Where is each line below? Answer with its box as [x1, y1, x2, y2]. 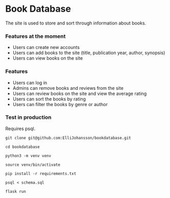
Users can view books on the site [12, 55, 83, 61]
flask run [5, 189, 27, 194]
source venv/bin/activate [5, 162, 60, 167]
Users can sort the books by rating [12, 95, 86, 102]
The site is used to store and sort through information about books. [5, 20, 147, 26]
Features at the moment [5, 33, 66, 40]
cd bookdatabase [5, 144, 40, 150]
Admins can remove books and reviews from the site [12, 85, 124, 91]
